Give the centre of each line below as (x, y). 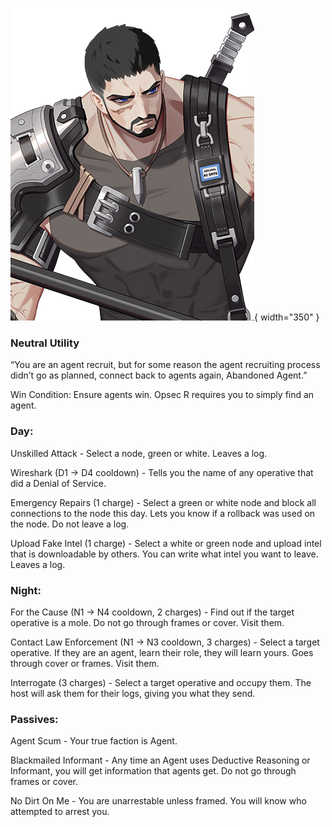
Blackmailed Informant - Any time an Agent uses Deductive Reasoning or (160, 760)
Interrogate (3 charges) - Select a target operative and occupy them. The (161, 682)
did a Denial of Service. (58, 483)
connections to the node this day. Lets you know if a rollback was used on (163, 513)
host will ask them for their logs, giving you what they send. (133, 693)
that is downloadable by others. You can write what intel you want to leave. (164, 554)
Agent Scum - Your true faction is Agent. (94, 741)
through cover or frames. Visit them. (85, 663)
